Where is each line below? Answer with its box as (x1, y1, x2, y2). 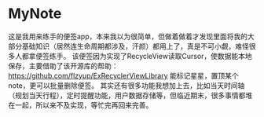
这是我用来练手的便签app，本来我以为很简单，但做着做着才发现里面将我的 (8, 31, 248, 41)
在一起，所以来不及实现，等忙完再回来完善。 (8, 100, 153, 110)
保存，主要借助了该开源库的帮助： (8, 60, 119, 71)
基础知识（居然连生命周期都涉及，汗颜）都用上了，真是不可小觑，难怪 (21, 41, 249, 51)
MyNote (8, 5, 62, 23)
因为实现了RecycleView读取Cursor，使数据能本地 (92, 51, 253, 60)
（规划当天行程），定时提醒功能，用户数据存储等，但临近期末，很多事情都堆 (8, 90, 253, 100)
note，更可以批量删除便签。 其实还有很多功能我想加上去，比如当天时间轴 (8, 80, 245, 90)
